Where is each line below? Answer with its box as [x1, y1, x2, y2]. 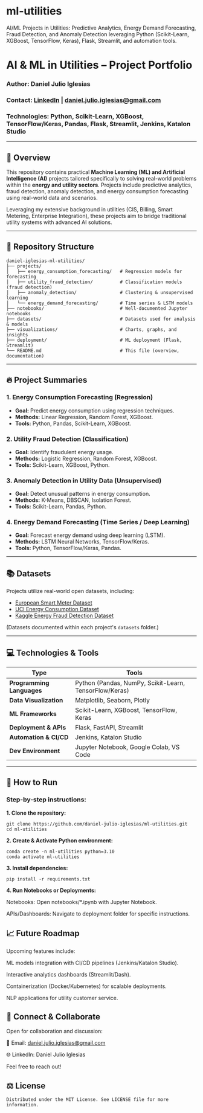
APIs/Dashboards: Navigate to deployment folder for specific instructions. [6, 910, 190, 917]
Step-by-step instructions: [6, 795, 86, 804]
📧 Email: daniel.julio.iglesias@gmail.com [6, 1039, 106, 1047]
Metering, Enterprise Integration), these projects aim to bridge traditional [6, 213, 187, 220]
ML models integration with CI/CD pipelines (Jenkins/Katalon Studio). [6, 959, 179, 966]
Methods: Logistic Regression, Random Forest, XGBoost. [14, 455, 158, 462]
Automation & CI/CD [9, 733, 69, 742]
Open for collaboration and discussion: [6, 1028, 103, 1035]
